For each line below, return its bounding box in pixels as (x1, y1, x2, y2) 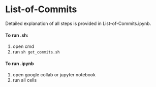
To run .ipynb (5, 60, 34, 67)
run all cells (12, 77, 37, 83)
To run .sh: (5, 32, 29, 38)
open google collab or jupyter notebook (12, 72, 96, 78)
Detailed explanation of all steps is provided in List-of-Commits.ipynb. (5, 20, 151, 26)
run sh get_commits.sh (12, 49, 60, 55)
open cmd (12, 43, 34, 49)
